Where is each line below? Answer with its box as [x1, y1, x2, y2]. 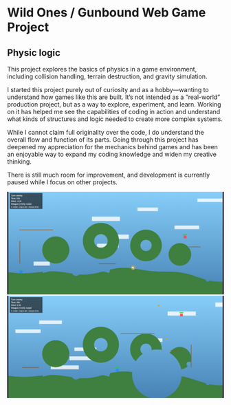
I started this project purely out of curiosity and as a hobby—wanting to [7, 86, 210, 94]
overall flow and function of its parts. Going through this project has [7, 135, 199, 144]
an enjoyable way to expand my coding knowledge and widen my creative [7, 150, 217, 158]
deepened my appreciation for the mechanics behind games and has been [7, 143, 219, 151]
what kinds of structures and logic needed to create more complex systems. [7, 115, 223, 123]
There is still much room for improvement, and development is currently [7, 171, 210, 179]
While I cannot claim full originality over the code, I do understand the [7, 129, 204, 136]
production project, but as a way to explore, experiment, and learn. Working [7, 100, 221, 108]
